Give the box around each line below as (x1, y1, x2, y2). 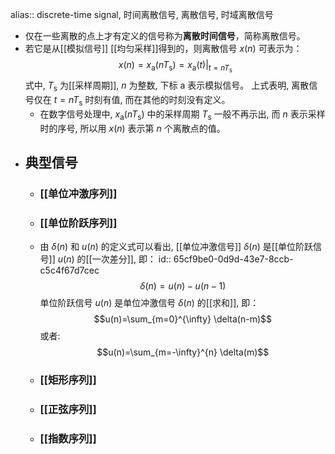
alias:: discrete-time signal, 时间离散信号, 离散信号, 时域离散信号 (10, 9, 274, 20)
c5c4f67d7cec (39, 264, 100, 277)
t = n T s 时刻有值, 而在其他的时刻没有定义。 (53, 93, 231, 108)
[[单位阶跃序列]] (39, 216, 118, 230)
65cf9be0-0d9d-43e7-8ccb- (173, 253, 294, 265)
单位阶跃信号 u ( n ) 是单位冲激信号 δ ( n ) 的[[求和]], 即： (39, 297, 260, 309)
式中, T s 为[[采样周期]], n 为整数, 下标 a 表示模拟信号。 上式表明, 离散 (24, 79, 310, 93)
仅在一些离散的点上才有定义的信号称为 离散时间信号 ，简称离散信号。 (24, 30, 306, 42)
